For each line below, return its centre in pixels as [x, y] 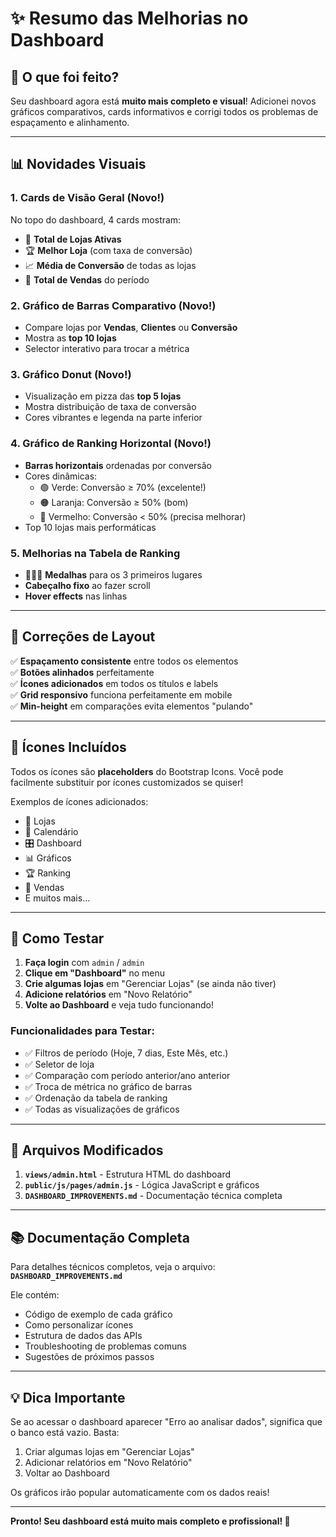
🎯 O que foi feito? [65, 77]
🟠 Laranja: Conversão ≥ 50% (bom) [114, 502]
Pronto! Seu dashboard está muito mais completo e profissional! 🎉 [150, 1521]
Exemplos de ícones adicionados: [79, 801]
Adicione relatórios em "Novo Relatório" [108, 994]
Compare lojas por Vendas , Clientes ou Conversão [131, 327]
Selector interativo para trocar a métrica [107, 348]
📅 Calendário [51, 831]
